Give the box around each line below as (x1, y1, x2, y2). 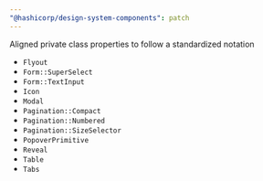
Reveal (22, 145, 48, 154)
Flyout (22, 58, 48, 67)
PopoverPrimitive (22, 135, 89, 144)
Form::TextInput (22, 77, 85, 87)
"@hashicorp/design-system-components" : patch (9, 13, 190, 23)
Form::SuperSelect (22, 68, 93, 77)
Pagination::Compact (22, 106, 101, 115)
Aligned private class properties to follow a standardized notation (9, 38, 255, 49)
